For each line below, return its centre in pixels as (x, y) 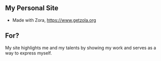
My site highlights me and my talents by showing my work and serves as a (81, 48)
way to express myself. (28, 53)
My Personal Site (32, 8)
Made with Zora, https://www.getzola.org (54, 20)
